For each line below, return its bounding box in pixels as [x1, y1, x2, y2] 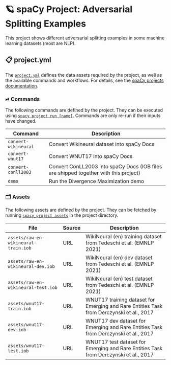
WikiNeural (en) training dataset [85, 233, 162, 240]
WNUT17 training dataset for [85, 296, 155, 304]
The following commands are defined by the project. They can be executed [5, 107, 163, 113]
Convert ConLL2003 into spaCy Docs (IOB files [48, 163, 162, 170]
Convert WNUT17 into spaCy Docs [48, 153, 133, 160]
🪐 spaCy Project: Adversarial [5, 4, 133, 15]
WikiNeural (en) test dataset [85, 275, 153, 282]
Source [63, 224, 81, 232]
